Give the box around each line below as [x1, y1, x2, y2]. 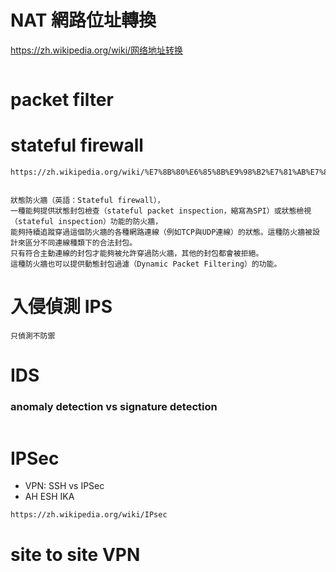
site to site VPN [10, 543, 141, 566]
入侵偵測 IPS [10, 296, 113, 318]
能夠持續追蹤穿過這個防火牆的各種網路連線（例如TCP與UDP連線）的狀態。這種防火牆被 [10, 227, 313, 238]
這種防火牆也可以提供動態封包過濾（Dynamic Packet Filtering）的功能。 [10, 259, 282, 270]
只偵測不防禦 [10, 331, 56, 341]
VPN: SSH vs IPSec [24, 480, 105, 492]
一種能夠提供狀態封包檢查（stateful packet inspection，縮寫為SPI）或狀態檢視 [10, 206, 312, 216]
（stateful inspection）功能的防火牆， [10, 217, 163, 227]
